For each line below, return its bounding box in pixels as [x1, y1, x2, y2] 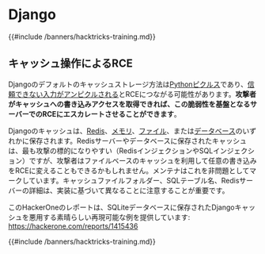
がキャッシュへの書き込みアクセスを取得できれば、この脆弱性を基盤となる [8, 99, 251, 109]
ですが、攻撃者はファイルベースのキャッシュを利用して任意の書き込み [28, 156, 257, 165]
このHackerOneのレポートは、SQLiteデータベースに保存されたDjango [8, 202, 235, 212]
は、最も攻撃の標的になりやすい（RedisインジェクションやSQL [8, 145, 214, 156]
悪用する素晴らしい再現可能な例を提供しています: [28, 212, 191, 221]
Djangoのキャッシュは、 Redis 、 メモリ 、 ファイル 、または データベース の [8, 125, 243, 136]
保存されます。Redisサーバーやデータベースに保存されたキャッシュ [28, 136, 248, 145]
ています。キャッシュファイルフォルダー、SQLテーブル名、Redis [28, 175, 240, 185]
